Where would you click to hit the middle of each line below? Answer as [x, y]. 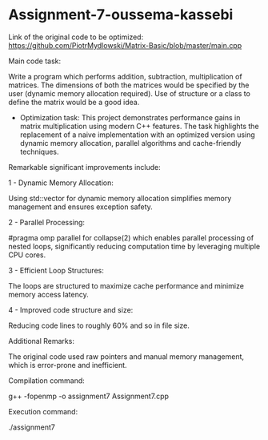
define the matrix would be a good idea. [74, 102]
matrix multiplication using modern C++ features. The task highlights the [139, 126]
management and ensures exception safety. [81, 207]
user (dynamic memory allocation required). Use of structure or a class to [129, 93]
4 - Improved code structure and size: [71, 309]
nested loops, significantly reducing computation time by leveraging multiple [134, 246]
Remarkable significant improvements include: [85, 167]
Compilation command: [47, 380]
